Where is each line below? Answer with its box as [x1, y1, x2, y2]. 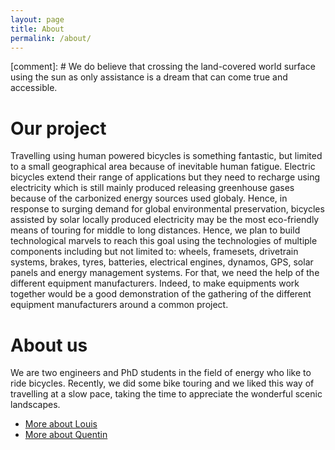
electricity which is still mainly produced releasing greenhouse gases [10, 182, 295, 194]
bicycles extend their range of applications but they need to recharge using [10, 171, 321, 183]
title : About [10, 24, 65, 34]
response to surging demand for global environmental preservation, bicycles [10, 203, 325, 215]
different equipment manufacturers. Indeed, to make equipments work [10, 277, 300, 290]
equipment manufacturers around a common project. [10, 299, 229, 311]
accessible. [10, 82, 58, 94]
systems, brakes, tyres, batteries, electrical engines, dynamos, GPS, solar [10, 256, 314, 268]
